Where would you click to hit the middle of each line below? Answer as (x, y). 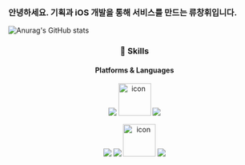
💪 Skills (135, 51)
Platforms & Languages (135, 70)
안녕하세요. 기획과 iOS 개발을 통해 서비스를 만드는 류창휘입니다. (123, 12)
